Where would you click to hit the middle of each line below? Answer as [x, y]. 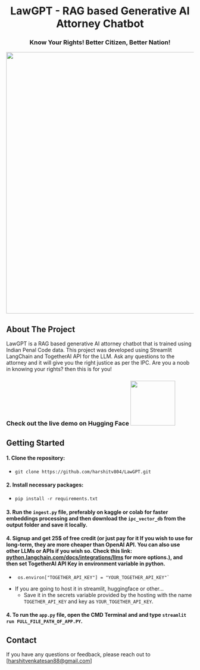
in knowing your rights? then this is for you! [59, 369]
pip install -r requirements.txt [56, 499]
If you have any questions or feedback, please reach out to [78, 654]
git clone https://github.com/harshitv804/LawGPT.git [83, 472]
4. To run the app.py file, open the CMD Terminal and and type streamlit [96, 615]
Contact [21, 640]
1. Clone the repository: [36, 458]
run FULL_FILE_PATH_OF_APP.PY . [45, 621]
